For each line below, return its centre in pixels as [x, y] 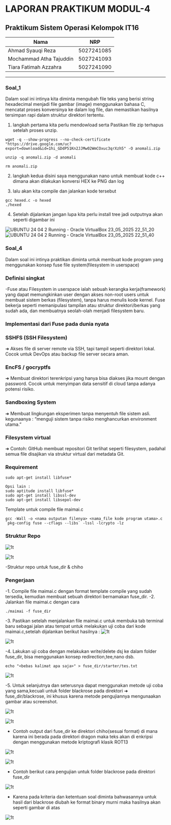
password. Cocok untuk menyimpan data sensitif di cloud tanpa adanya [80, 384]
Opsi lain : [18, 487]
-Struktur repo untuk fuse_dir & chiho [44, 567]
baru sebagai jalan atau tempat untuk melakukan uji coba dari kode [76, 626]
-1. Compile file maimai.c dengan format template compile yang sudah [79, 591]
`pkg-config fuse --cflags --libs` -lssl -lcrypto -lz [65, 523]
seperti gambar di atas [36, 807]
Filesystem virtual [28, 437]
